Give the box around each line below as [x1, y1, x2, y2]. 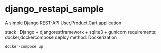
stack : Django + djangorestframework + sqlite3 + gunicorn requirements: [5, 29, 157, 35]
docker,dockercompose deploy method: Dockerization [5, 34, 117, 40]
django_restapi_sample [5, 3, 104, 15]
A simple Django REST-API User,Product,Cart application [5, 20, 121, 26]
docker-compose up [5, 44, 43, 49]
